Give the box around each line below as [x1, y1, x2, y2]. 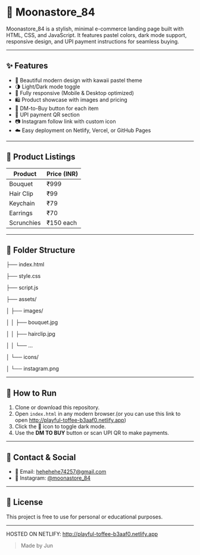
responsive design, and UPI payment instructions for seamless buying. [6, 38, 180, 45]
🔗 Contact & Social [6, 452, 76, 462]
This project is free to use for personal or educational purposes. [6, 513, 163, 520]
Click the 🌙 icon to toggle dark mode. [14, 423, 106, 430]
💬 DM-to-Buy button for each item [14, 105, 99, 112]
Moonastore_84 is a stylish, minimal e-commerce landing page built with [6, 25, 184, 32]
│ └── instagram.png [6, 365, 60, 372]
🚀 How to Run [6, 388, 57, 398]
